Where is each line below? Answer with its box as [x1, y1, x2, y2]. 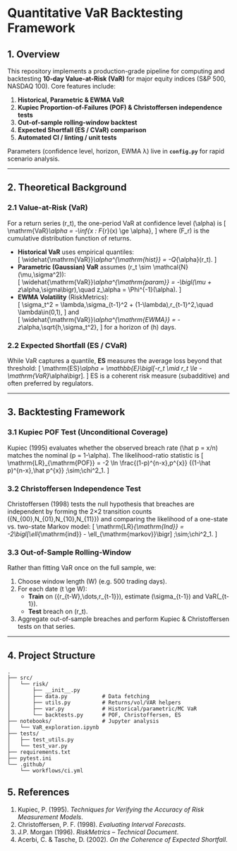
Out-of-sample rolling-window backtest [17, 118, 138, 127]
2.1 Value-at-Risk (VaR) [7, 203, 88, 213]
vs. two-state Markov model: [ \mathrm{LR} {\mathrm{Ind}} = [7, 522, 185, 531]
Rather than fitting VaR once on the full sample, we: [7, 564, 157, 572]
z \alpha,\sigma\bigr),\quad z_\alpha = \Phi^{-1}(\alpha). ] [17, 285, 182, 294]
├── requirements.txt [7, 748, 71, 756]
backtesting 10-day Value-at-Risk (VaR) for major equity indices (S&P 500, [7, 74, 226, 83]
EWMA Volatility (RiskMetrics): [17, 292, 109, 301]
